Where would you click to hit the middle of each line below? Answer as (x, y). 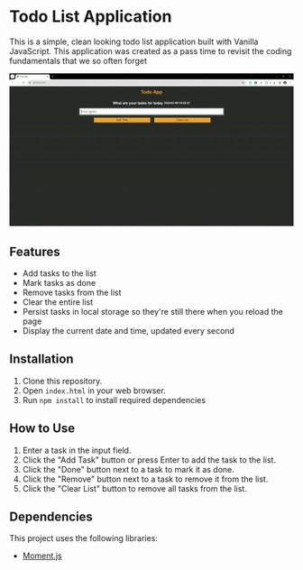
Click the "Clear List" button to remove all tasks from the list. (135, 488)
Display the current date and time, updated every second (128, 330)
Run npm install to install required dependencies (114, 400)
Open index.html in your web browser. (94, 391)
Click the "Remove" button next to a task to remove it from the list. (145, 479)
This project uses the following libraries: (83, 538)
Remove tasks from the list (72, 292)
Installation (41, 359)
